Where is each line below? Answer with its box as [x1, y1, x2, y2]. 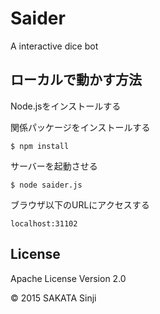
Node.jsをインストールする [10, 100, 122, 112]
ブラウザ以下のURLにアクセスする [10, 198, 150, 211]
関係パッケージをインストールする [10, 121, 151, 133]
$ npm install [10, 141, 70, 151]
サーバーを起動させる [10, 160, 98, 172]
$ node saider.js [10, 180, 83, 190]
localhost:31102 [10, 218, 78, 229]
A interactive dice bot [10, 40, 99, 52]
